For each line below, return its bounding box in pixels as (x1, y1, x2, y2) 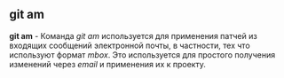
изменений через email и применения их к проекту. (9, 58, 206, 69)
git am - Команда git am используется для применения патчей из (9, 30, 257, 41)
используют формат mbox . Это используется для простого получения (9, 49, 276, 60)
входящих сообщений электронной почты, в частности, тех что (9, 40, 250, 51)
